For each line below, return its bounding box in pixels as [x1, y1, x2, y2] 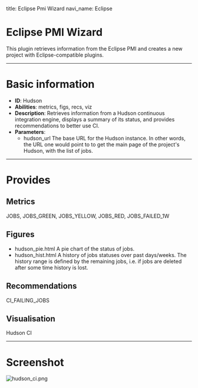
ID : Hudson [14, 97, 42, 104]
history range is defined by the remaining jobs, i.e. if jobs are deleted [14, 258, 182, 265]
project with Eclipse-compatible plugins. [6, 51, 104, 58]
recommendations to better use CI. [14, 122, 100, 129]
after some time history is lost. [14, 264, 88, 271]
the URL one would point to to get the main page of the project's [23, 141, 180, 148]
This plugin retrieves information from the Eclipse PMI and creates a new [6, 45, 183, 52]
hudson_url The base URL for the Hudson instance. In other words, [23, 134, 186, 142]
